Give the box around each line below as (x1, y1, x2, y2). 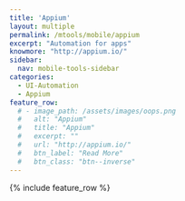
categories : (9, 73, 54, 82)
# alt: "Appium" (17, 115, 88, 124)
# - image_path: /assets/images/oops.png (17, 106, 177, 116)
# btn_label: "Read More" (17, 148, 124, 157)
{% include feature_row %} (9, 182, 111, 193)
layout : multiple (9, 22, 75, 31)
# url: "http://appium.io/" (17, 140, 131, 149)
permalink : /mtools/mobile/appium (9, 30, 141, 39)
